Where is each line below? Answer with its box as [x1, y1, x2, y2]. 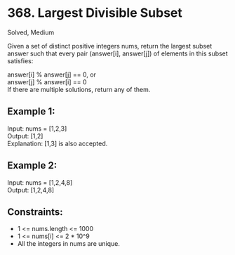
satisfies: [7, 56, 34, 65]
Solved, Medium [7, 28, 55, 37]
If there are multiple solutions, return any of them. [7, 85, 151, 93]
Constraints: [7, 206, 63, 218]
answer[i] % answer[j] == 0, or [7, 70, 97, 79]
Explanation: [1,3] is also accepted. [7, 139, 108, 148]
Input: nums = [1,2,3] [7, 124, 67, 133]
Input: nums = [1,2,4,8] [7, 178, 73, 187]
